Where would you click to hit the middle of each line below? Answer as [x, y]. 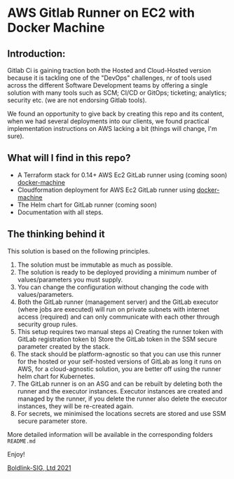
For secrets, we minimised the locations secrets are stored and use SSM [122, 413]
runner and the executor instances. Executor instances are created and [120, 391]
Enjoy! [16, 454]
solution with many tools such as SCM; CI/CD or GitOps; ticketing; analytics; [117, 93]
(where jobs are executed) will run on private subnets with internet [113, 309]
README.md [22, 441]
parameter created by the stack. [64, 346]
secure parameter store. [52, 421]
